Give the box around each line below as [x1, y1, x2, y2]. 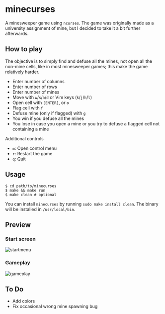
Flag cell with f [12, 105, 43, 110]
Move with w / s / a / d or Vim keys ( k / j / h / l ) [12, 94, 92, 100]
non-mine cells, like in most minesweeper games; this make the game [5, 63, 148, 69]
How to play [5, 45, 43, 53]
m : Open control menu [12, 145, 57, 151]
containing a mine [12, 126, 49, 132]
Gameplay [5, 259, 31, 266]
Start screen [5, 235, 36, 242]
